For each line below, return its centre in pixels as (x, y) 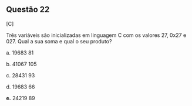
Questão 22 (28, 10)
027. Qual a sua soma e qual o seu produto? (59, 41)
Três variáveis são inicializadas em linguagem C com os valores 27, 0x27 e (96, 35)
